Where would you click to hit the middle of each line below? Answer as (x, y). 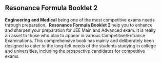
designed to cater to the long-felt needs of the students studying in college (80, 45)
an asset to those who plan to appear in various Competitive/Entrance (75, 35)
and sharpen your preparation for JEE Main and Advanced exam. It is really (80, 30)
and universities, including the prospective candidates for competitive (75, 51)
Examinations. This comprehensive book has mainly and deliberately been (80, 41)
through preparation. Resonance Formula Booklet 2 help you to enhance (79, 25)
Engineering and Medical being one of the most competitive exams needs (80, 20)
